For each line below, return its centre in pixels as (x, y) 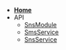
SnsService (41, 40)
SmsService (41, 32)
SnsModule (40, 25)
